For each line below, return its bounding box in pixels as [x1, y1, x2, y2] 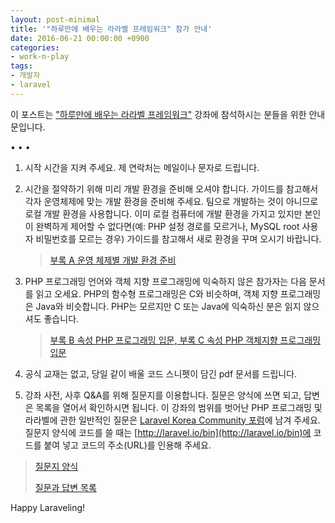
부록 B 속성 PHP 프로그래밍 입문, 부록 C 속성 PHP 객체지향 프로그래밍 [49, 334, 322, 346]
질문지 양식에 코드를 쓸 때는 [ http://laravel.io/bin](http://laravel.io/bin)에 [24, 426, 312, 438]
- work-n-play [10, 52, 70, 62]
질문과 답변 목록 [34, 481, 97, 493]
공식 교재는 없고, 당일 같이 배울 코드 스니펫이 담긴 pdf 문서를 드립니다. [24, 367, 298, 380]
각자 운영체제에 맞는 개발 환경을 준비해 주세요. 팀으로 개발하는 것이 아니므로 [24, 195, 319, 207]
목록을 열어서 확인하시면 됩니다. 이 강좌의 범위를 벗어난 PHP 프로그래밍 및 [35, 401, 323, 413]
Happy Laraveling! [10, 501, 86, 513]
